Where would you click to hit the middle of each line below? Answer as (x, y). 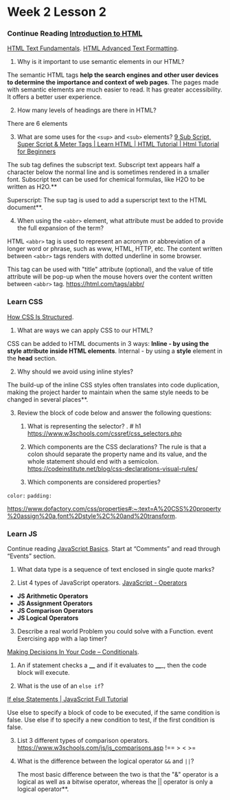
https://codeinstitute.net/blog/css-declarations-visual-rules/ (112, 468)
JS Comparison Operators (55, 611)
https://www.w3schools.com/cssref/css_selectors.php (104, 433)
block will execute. (43, 673)
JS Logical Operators (48, 618)
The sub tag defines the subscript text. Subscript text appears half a (104, 165)
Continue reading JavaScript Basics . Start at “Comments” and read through (114, 549)
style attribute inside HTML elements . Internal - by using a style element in (115, 351)
